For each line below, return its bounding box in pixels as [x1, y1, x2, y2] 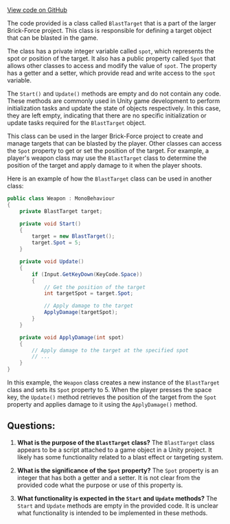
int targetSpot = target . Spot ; [43, 290, 134, 297]
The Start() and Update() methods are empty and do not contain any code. [7, 89, 221, 98]
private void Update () [19, 258, 84, 265]
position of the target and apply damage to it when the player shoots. [7, 161, 203, 169]
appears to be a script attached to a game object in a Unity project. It [16, 446, 213, 454]
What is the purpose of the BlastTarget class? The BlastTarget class [16, 438, 215, 446]
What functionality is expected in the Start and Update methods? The [16, 494, 218, 502]
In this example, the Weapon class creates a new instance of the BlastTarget [7, 378, 220, 387]
